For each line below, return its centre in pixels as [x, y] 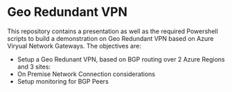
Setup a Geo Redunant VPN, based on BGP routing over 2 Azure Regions [121, 59]
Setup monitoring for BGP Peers [63, 81]
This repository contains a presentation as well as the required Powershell [113, 31]
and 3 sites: [34, 66]
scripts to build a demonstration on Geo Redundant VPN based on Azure [110, 38]
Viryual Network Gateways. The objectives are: [74, 46]
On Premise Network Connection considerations [86, 74]
